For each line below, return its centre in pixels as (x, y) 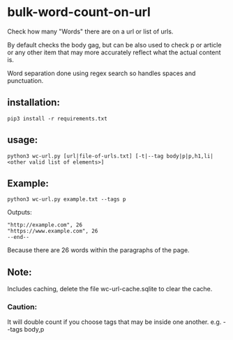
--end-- (18, 238)
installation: (34, 103)
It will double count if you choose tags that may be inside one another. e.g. (114, 322)
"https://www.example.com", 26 (53, 231)
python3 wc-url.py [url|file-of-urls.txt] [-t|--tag (85, 156)
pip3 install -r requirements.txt (58, 118)
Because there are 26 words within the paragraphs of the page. (98, 250)
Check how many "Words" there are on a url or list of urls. (90, 31)
